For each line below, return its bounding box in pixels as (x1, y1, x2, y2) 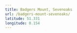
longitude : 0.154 (5, 20, 40, 26)
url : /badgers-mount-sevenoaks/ (5, 12, 70, 16)
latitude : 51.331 (5, 16, 40, 21)
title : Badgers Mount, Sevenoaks (5, 7, 73, 12)
